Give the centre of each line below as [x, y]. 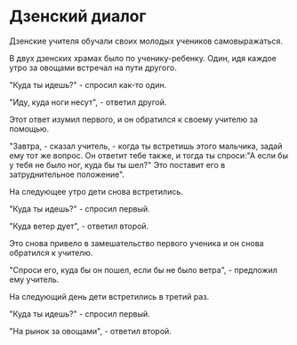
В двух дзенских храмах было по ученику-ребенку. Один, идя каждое [143, 58]
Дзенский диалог [78, 16]
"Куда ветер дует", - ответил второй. [79, 226]
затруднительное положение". [67, 174]
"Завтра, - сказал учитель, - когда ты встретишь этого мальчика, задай [146, 146]
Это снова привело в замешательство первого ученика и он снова [136, 243]
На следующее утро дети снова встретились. [96, 191]
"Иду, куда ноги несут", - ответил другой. [88, 102]
